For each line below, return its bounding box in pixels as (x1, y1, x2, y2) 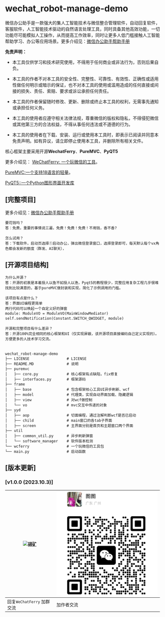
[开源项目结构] (5, 261, 49, 269)
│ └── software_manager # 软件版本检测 (5, 438, 93, 443)
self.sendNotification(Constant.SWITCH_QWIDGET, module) (5, 316, 124, 321)
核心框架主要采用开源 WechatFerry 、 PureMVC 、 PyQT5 (5, 148, 118, 154)
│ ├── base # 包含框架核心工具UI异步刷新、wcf (5, 387, 130, 392)
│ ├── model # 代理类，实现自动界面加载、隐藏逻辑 (5, 392, 134, 397)
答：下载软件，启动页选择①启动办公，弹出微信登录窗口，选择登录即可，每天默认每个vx (5, 241, 156, 246)
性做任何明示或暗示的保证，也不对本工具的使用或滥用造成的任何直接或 (12, 82, 155, 88)
